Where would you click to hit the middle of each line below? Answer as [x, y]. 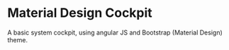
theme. [18, 39]
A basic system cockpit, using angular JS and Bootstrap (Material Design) [115, 32]
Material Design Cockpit [80, 13]
